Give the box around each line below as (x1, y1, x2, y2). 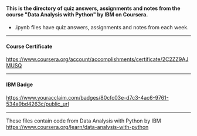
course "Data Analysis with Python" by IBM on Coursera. (6, 11, 148, 18)
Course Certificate (6, 43, 53, 50)
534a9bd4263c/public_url (6, 100, 69, 107)
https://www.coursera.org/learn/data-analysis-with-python (6, 123, 149, 130)
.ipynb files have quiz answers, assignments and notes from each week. (14, 24, 189, 31)
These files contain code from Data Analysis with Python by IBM (6, 117, 161, 124)
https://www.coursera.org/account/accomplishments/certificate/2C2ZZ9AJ (6, 56, 189, 63)
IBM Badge (6, 81, 33, 88)
